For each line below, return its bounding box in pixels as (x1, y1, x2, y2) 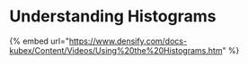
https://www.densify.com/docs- (68, 36, 187, 46)
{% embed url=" (9, 36, 70, 46)
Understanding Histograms (9, 6, 217, 27)
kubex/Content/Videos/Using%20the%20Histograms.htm (9, 45, 223, 55)
